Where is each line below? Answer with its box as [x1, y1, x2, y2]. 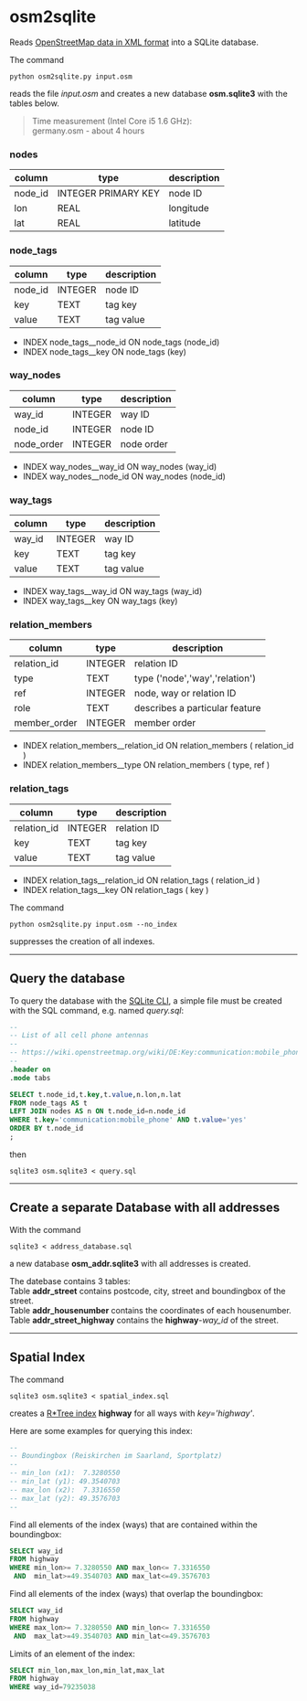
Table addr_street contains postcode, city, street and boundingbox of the [9, 1285, 286, 1296]
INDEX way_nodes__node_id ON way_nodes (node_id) [22, 471, 227, 482]
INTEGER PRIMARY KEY [57, 187, 160, 200]
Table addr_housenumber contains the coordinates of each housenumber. [9, 1304, 292, 1315]
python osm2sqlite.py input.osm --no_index [9, 920, 178, 929]
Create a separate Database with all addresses [9, 1200, 281, 1216]
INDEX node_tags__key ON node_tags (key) [22, 346, 187, 357]
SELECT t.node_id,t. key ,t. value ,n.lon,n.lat [9, 1090, 182, 1099]
